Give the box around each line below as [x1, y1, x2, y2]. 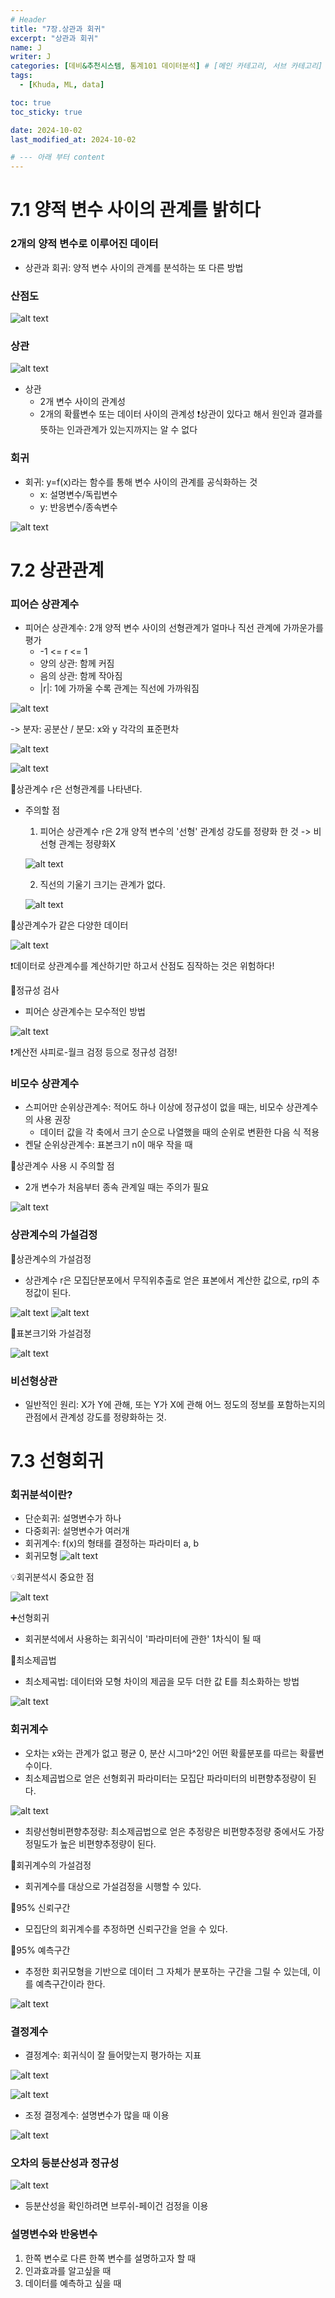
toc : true [10, 97, 52, 108]
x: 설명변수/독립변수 [39, 488, 118, 500]
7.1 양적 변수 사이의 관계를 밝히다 [10, 199, 261, 221]
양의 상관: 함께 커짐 [39, 657, 115, 669]
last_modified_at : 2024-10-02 [10, 134, 137, 145]
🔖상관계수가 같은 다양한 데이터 [10, 919, 129, 931]
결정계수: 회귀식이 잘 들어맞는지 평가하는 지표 [24, 2049, 202, 2061]
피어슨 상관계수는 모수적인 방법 [24, 1005, 146, 1017]
